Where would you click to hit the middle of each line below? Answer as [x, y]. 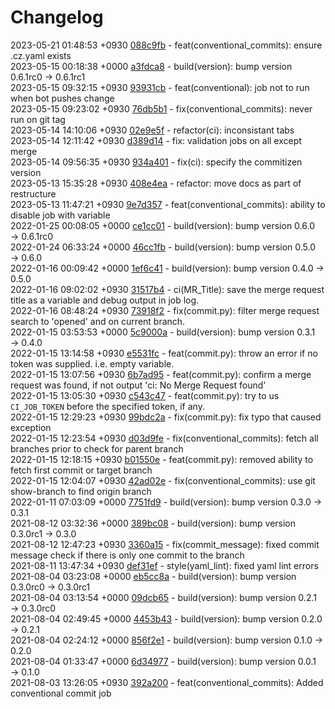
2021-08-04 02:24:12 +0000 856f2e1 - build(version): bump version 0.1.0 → [167, 640]
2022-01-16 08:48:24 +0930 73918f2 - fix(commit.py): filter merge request [165, 310]
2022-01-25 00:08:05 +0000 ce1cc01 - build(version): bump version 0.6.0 [162, 225]
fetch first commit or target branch [81, 470]
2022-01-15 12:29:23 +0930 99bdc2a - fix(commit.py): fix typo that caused [166, 417]
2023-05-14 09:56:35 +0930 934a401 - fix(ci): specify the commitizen [156, 162]
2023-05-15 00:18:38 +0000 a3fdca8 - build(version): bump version [151, 66]
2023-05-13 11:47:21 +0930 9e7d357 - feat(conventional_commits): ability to [168, 204]
